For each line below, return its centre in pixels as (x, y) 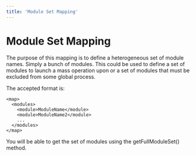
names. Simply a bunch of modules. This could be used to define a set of (96, 64)
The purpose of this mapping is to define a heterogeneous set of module (95, 58)
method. (16, 148)
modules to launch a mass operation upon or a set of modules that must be (98, 70)
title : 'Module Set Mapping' (42, 12)
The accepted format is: (36, 88)
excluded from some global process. (51, 77)
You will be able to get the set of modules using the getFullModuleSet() (93, 141)
